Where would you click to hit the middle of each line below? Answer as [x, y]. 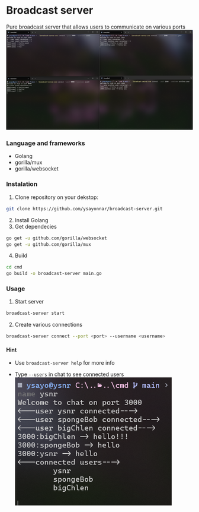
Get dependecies [36, 226]
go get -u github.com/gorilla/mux [49, 244]
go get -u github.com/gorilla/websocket [57, 238]
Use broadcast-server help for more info [65, 363]
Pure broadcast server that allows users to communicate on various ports [96, 27]
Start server [29, 302]
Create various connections [49, 325]
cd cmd [14, 267]
